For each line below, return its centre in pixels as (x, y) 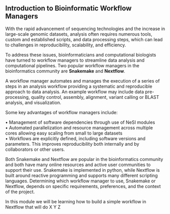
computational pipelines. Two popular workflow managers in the (72, 65)
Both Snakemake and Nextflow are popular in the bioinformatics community (84, 159)
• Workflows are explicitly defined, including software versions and (75, 138)
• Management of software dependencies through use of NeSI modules (80, 122)
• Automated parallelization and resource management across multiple (79, 127)
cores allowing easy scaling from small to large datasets (64, 133)
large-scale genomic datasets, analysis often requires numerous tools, (79, 34)
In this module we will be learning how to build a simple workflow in (76, 201)
